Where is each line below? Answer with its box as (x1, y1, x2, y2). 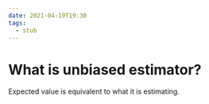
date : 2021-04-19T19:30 (8, 11, 87, 20)
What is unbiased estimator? (8, 60, 202, 79)
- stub (15, 26, 37, 34)
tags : (8, 19, 26, 27)
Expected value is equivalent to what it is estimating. (8, 87, 180, 96)
